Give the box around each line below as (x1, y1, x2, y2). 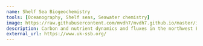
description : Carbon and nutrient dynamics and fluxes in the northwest (6, 25, 193, 32)
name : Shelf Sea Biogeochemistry (6, 8, 91, 15)
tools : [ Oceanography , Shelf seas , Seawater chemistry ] (6, 14, 150, 20)
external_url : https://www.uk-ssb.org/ (6, 31, 107, 37)
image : (6, 20, 23, 26)
